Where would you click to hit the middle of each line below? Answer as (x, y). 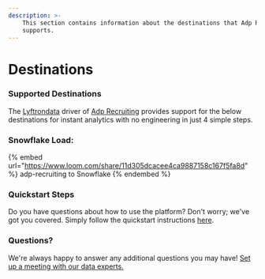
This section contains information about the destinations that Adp (137, 23)
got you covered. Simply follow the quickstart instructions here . (111, 220)
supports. (39, 30)
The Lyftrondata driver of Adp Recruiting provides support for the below (125, 111)
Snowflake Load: (41, 140)
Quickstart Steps (41, 194)
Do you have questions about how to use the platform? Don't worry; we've (129, 212)
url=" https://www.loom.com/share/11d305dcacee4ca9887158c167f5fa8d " (128, 166)
